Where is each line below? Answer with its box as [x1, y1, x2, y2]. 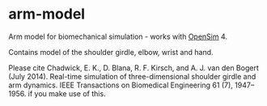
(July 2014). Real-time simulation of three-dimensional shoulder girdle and [8, 71, 256, 81]
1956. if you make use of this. [8, 88, 107, 98]
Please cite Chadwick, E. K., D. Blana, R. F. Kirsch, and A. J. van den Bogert [8, 62, 259, 73]
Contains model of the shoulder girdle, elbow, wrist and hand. [8, 47, 214, 57]
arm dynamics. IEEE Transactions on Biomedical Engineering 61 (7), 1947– [8, 80, 255, 90]
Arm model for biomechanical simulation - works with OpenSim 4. [8, 32, 228, 41]
